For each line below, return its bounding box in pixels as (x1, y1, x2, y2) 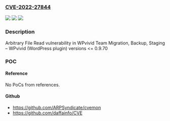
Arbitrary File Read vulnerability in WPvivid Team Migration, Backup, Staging (5, 39, 165, 46)
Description (5, 28, 35, 35)
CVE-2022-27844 (5, 4, 51, 11)
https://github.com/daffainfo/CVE (12, 110, 83, 116)
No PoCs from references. (5, 82, 60, 88)
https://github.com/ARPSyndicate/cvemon (12, 104, 101, 110)
